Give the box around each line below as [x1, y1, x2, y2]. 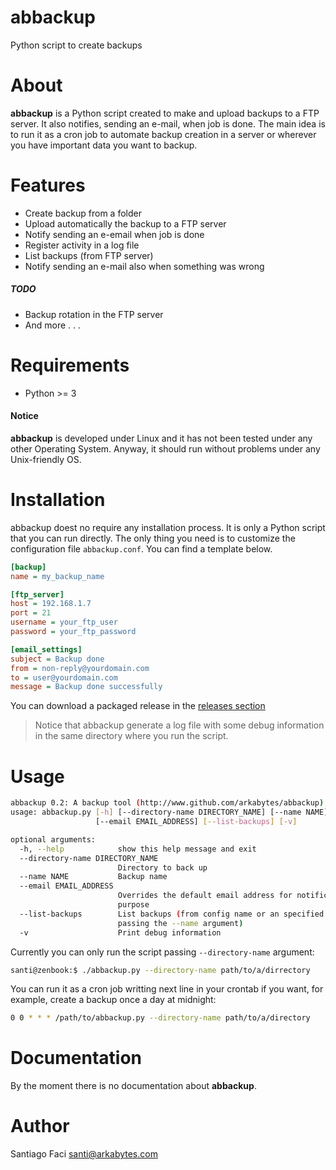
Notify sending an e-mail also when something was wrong [24, 260, 265, 272]
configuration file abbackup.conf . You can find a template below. [10, 542, 273, 555]
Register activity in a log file [24, 239, 140, 251]
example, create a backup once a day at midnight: [10, 994, 217, 1006]
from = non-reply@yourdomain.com [10, 663, 150, 673]
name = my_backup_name [10, 571, 105, 581]
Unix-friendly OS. [10, 453, 82, 465]
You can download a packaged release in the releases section [10, 700, 266, 712]
